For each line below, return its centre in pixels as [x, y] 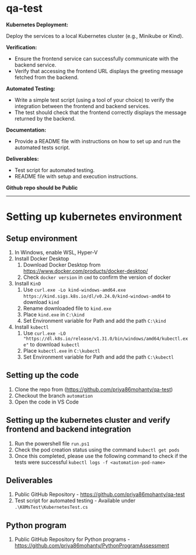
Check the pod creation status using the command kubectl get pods [97, 450]
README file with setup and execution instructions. [76, 176]
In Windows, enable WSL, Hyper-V [56, 252]
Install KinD [28, 283]
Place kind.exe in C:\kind [54, 314]
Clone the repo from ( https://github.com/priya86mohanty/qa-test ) [94, 389]
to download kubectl [55, 344]
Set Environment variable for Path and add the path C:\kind [94, 320]
